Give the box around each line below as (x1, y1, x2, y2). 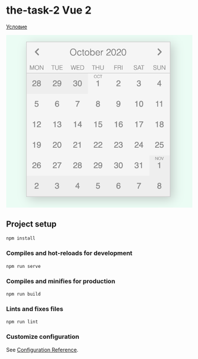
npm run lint (6, 319, 38, 325)
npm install (6, 235, 35, 241)
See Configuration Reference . (6, 346, 79, 353)
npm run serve (6, 263, 41, 269)
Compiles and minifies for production (6, 277, 115, 285)
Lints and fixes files (6, 305, 64, 313)
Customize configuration (6, 332, 80, 341)
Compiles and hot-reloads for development (6, 249, 133, 257)
